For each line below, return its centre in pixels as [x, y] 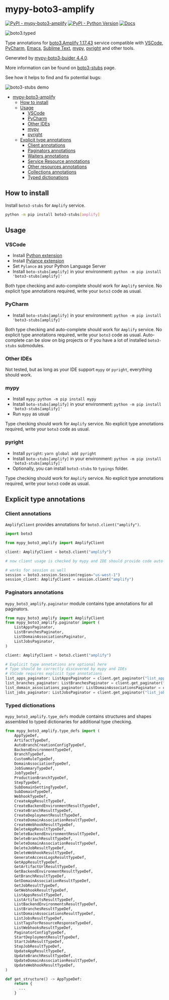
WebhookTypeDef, [31, 797]
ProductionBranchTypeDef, [41, 778]
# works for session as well [36, 570]
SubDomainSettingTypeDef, [41, 787]
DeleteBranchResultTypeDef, [44, 839]
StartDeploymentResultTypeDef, [47, 937]
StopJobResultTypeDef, [38, 947]
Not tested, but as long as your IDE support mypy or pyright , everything [79, 369]
